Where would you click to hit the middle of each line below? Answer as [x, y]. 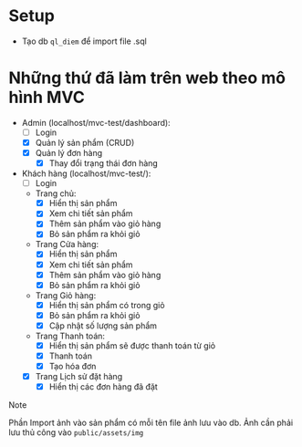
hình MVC [47, 98]
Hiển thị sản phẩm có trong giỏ [107, 305]
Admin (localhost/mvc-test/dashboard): [96, 122]
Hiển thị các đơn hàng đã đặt [104, 387]
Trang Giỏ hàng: [66, 295]
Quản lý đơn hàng [69, 153]
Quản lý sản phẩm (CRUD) [85, 142]
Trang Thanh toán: [70, 336]
